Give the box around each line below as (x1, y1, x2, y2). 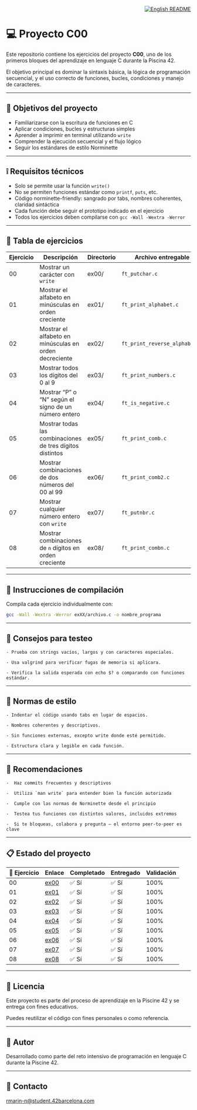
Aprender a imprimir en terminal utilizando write (14, 131, 131, 138)
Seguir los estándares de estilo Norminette (14, 144, 118, 151)
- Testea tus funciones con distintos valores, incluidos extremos (6, 811, 177, 817)
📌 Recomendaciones (6, 764, 83, 774)
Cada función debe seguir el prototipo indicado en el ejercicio (14, 207, 164, 214)
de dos (39, 473, 59, 482)
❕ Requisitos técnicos (6, 166, 84, 176)
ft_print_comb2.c (121, 474, 170, 481)
